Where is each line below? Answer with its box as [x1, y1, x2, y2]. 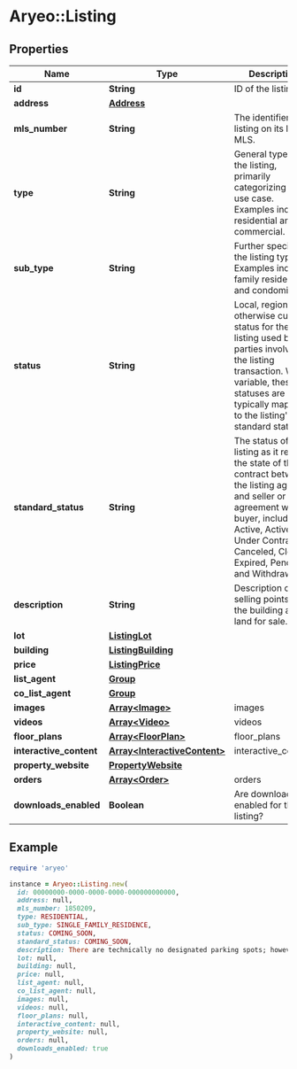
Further [233, 240, 265, 252]
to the [233, 409, 258, 422]
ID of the [233, 82, 270, 95]
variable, [233, 376, 270, 388]
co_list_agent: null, [17, 987, 97, 995]
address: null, [17, 896, 73, 905]
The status [233, 435, 278, 446]
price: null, [17, 970, 65, 980]
